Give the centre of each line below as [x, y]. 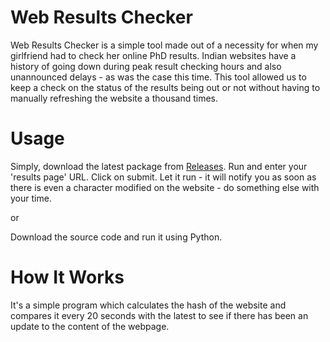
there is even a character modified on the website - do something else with [165, 187]
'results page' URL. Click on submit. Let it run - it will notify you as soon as [163, 177]
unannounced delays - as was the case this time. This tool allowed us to [158, 77]
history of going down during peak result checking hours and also [146, 66]
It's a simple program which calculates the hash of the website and [148, 305]
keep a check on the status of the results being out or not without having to [165, 87]
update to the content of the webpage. [90, 326]
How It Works [67, 277]
